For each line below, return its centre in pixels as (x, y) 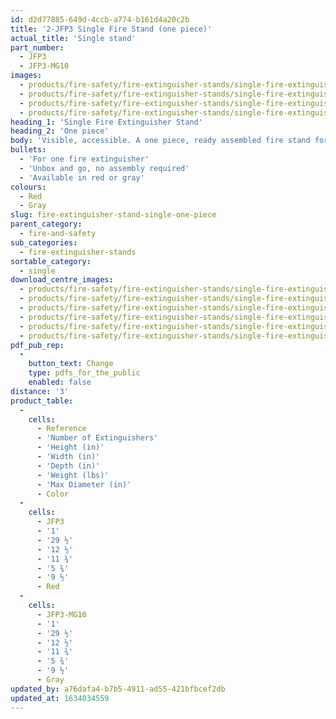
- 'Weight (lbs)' (73, 475)
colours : (28, 187)
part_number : (37, 47)
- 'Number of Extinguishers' (97, 438)
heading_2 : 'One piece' (60, 131)
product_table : (42, 401)
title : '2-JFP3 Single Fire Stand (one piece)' (111, 29)
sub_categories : (44, 242)
